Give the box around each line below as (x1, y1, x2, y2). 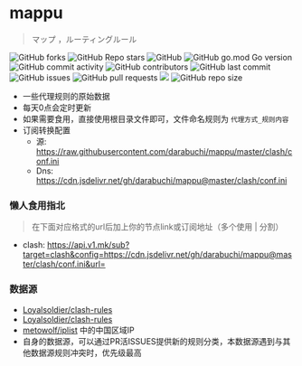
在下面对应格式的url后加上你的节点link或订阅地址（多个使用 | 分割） (31, 221, 284, 232)
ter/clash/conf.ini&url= (22, 258, 106, 269)
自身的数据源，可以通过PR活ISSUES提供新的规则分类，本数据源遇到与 (22, 335, 283, 346)
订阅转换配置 (22, 125, 71, 136)
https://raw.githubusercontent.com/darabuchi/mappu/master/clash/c (35, 145, 293, 156)
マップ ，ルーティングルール (31, 33, 137, 44)
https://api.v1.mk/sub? (46, 239, 130, 250)
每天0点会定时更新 (22, 102, 92, 113)
